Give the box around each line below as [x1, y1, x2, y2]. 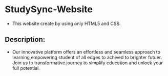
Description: [5, 35, 46, 44]
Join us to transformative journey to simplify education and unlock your [12, 60, 163, 66]
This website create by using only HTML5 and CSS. [12, 20, 121, 27]
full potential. [12, 65, 40, 71]
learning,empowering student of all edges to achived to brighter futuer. [12, 54, 162, 60]
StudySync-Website [5, 4, 93, 15]
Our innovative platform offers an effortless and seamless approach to [12, 48, 161, 55]
